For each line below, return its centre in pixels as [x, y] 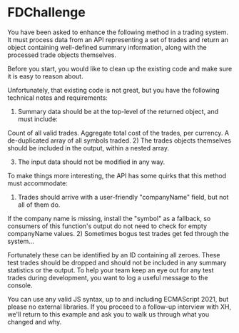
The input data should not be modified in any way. [91, 162]
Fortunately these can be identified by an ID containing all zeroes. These [114, 255]
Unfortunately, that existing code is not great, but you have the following [113, 90]
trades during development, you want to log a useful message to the [108, 277]
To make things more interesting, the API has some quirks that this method [117, 175]
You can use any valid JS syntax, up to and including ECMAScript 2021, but [118, 299]
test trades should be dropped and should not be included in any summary [117, 262]
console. [20, 285]
